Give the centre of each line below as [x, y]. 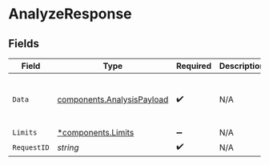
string [68, 147]
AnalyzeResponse [70, 14]
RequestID [31, 147]
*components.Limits [96, 133]
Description [242, 66]
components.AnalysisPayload [113, 99]
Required [194, 66]
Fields [24, 44]
